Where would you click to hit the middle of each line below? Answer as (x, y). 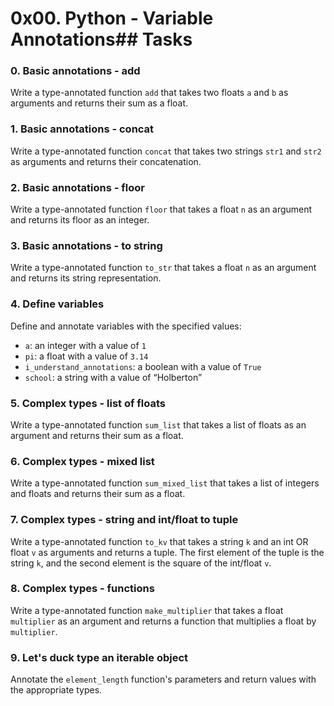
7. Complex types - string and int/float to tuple (124, 520)
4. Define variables (57, 304)
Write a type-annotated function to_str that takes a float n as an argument (163, 268)
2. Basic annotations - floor (77, 187)
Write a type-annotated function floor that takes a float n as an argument (161, 209)
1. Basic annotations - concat (82, 129)
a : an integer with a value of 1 (85, 345)
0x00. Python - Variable (112, 18)
